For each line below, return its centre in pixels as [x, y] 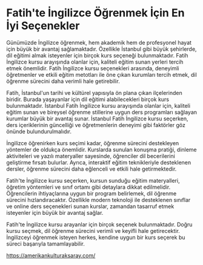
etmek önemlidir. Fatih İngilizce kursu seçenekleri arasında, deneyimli [93, 68]
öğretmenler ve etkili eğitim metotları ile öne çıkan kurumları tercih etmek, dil [101, 74]
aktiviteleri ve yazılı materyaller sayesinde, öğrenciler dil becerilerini [91, 156]
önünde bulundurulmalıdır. [39, 131]
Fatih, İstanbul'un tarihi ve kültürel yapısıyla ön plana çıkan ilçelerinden [95, 93]
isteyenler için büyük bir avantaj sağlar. [55, 212]
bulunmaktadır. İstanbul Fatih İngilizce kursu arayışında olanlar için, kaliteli [98, 105]
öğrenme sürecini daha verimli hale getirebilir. [63, 81]
